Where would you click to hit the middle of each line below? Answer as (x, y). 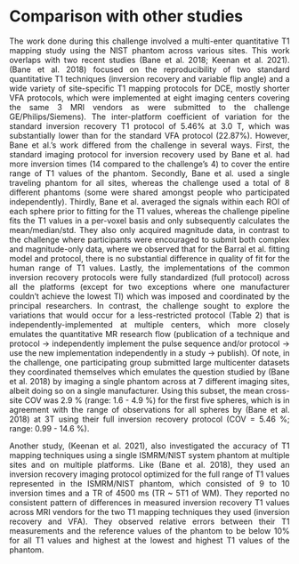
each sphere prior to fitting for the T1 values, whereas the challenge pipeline (149, 211)
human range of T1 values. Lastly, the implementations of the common (149, 268)
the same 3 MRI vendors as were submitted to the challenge (149, 107)
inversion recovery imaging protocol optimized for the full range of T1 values (149, 474)
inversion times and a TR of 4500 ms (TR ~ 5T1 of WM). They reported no (149, 493)
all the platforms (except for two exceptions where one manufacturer (149, 286)
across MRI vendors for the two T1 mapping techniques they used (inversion (149, 512)
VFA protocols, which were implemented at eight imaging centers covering (149, 97)
